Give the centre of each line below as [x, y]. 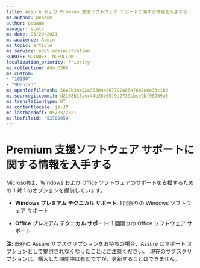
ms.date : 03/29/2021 [32, 34]
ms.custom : [20, 73]
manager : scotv [25, 29]
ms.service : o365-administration [48, 51]
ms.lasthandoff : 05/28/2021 [42, 113]
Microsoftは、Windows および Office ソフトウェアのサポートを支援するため [100, 183]
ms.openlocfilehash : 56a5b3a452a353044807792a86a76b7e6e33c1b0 [87, 90]
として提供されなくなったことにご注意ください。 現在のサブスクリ [110, 251]
